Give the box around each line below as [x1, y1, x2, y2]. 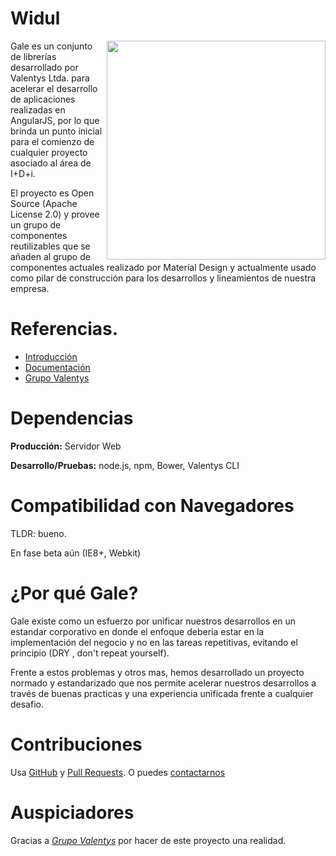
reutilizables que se [10, 240, 91, 252]
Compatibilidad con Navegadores [10, 495, 295, 517]
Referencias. [10, 318, 119, 341]
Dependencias [10, 407, 134, 430]
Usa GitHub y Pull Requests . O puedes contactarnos [10, 766, 226, 778]
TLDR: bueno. [10, 527, 67, 539]
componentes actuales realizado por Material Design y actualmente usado [10, 261, 317, 273]
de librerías [10, 50, 57, 62]
